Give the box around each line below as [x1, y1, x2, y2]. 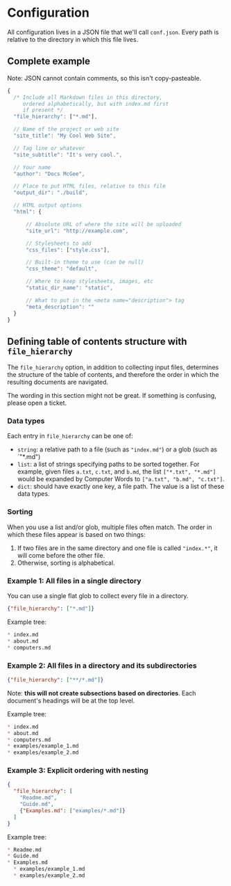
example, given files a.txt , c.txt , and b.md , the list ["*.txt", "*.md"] [17, 467, 216, 476]
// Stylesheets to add [25, 240, 92, 247]
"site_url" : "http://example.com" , [25, 227, 129, 234]
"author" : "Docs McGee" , [13, 170, 85, 177]
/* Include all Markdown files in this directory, [13, 94, 163, 101]
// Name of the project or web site [13, 126, 119, 133]
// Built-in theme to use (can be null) [25, 259, 144, 266]
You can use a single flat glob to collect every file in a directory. [7, 592, 189, 600]
